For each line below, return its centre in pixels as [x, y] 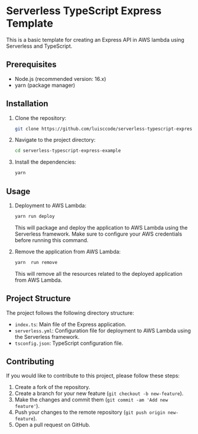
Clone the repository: [40, 118]
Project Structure [38, 298]
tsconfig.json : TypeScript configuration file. [69, 343]
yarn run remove [36, 262]
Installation [27, 104]
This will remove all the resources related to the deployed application [98, 273]
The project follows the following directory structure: [70, 313]
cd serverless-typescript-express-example [68, 151]
